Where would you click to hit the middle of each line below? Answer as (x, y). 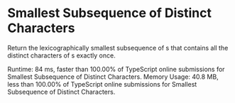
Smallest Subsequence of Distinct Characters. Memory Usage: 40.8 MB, (113, 77)
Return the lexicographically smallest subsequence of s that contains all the (118, 48)
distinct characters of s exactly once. (61, 55)
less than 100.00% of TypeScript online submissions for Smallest (102, 84)
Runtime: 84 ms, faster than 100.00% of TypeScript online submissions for (116, 69)
